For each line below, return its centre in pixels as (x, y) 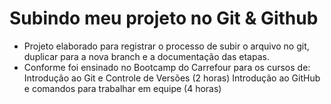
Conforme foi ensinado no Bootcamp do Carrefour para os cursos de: (167, 67)
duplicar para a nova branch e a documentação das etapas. (146, 56)
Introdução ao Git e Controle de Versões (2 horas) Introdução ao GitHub (172, 78)
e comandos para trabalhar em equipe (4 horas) (122, 88)
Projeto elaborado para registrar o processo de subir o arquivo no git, (166, 46)
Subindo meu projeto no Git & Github (164, 18)
